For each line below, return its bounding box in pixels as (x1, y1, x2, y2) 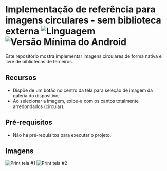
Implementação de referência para (5, 4, 156, 15)
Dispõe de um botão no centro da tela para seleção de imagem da (12, 87, 153, 93)
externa (5, 26, 40, 37)
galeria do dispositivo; (12, 92, 60, 98)
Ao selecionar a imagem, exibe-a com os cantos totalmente (12, 98, 139, 104)
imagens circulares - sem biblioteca (5, 14, 161, 26)
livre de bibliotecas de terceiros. (5, 58, 73, 65)
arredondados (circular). (12, 103, 65, 110)
